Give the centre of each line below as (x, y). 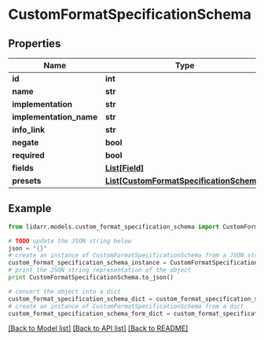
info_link (29, 130)
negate (26, 143)
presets (27, 181)
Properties (35, 44)
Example (30, 208)
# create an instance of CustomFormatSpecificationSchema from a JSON (126, 256)
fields (23, 168)
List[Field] (125, 168)
